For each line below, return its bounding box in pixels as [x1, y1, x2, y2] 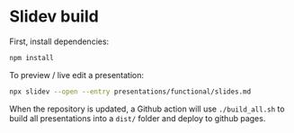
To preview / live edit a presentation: [9, 69, 145, 80]
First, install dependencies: [9, 36, 110, 47]
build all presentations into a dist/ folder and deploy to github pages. [9, 112, 266, 123]
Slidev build [9, 6, 99, 27]
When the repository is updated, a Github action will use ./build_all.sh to [9, 103, 285, 114]
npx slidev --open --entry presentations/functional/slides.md [9, 87, 252, 96]
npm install [9, 53, 54, 62]
